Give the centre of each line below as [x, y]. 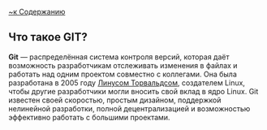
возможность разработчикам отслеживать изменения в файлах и [123, 65]
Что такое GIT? [48, 37]
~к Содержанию [37, 12]
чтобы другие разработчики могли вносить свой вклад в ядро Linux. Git [133, 91]
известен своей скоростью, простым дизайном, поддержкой [115, 100]
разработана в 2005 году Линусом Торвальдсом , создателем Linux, [127, 82]
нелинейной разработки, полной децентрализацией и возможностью [129, 108]
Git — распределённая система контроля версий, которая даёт [119, 57]
